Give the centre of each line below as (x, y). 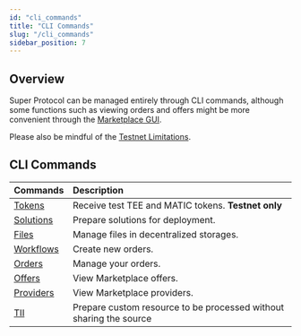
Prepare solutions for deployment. (144, 220)
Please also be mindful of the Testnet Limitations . (100, 137)
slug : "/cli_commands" (52, 34)
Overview (37, 78)
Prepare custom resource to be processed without (179, 307)
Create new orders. (113, 249)
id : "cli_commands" (46, 17)
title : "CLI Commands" (52, 26)
